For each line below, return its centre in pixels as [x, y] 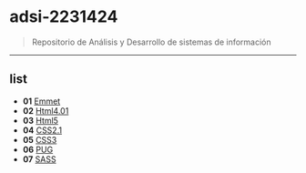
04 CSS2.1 [42, 130]
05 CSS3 [40, 139]
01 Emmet [41, 101]
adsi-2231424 [64, 17]
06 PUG [38, 149]
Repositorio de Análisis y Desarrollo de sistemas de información [151, 42]
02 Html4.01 [46, 110]
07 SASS [39, 159]
